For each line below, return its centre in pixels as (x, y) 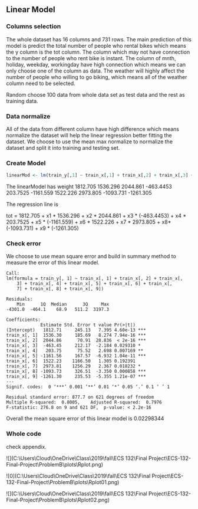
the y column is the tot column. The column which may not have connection (98, 52)
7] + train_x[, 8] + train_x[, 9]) (60, 289)
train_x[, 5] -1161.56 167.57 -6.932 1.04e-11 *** (76, 356)
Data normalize (28, 116)
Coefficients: (24, 320)
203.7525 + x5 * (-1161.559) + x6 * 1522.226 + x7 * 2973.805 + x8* (89, 222)
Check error (24, 244)
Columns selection (34, 27)
